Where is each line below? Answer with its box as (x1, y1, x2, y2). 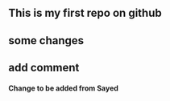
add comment (8, 61, 80, 75)
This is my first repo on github (8, 6, 163, 20)
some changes (8, 34, 85, 47)
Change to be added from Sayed (8, 83, 119, 93)
